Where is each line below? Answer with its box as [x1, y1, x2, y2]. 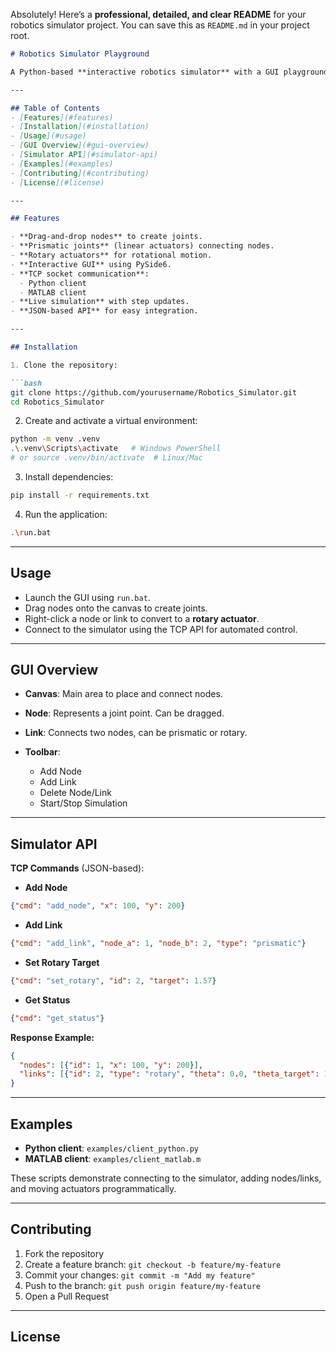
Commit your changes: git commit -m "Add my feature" [24, 1269, 256, 1281]
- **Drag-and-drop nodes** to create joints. [10, 232, 203, 242]
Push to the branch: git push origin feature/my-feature [24, 1279, 261, 1291]
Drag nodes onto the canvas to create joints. [24, 602, 208, 614]
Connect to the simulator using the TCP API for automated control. [24, 623, 298, 635]
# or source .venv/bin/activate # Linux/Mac [10, 453, 203, 463]
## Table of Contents [10, 103, 101, 113]
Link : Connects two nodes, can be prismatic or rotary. [24, 727, 248, 739]
